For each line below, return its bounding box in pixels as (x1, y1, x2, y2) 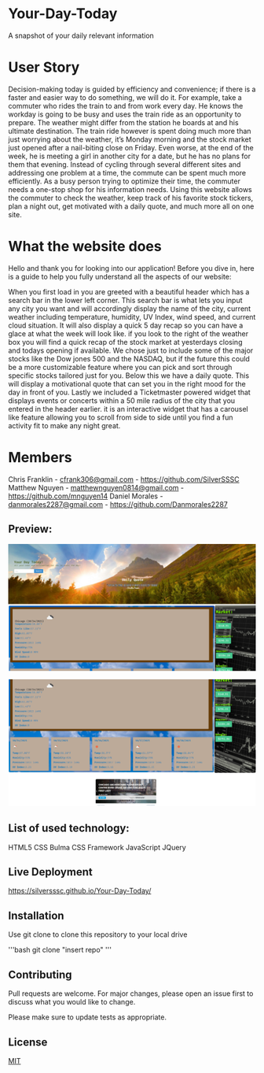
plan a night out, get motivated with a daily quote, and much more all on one (8, 202, 255, 211)
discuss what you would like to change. (8, 997, 136, 1007)
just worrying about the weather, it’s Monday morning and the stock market (8, 135, 251, 144)
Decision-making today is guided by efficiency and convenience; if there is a (8, 84, 256, 94)
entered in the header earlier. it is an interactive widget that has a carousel (8, 404, 249, 413)
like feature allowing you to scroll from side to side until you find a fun (8, 413, 233, 422)
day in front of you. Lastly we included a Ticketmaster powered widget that (8, 387, 251, 397)
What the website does (8, 238, 163, 256)
